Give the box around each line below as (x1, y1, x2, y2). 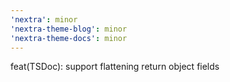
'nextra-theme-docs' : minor (10, 33, 128, 43)
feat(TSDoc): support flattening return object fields (10, 61, 220, 73)
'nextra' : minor (10, 14, 78, 25)
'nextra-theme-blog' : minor (10, 24, 128, 34)
